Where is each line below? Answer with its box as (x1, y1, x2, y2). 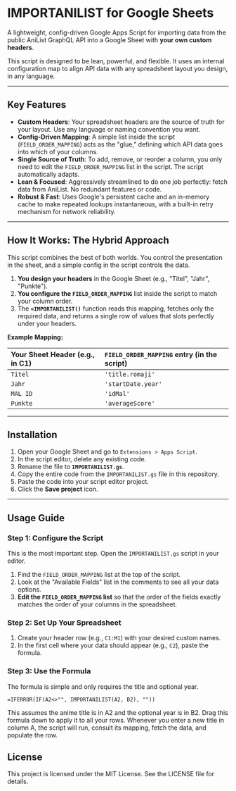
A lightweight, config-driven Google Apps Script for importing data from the (7, 28, 227, 37)
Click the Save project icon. (17, 485, 98, 494)
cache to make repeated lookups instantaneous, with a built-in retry (17, 199, 214, 208)
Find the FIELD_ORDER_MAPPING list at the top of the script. (17, 571, 181, 579)
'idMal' (104, 390, 130, 397)
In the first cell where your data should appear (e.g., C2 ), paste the (17, 641, 209, 649)
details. (7, 777, 29, 786)
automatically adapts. (17, 170, 80, 178)
